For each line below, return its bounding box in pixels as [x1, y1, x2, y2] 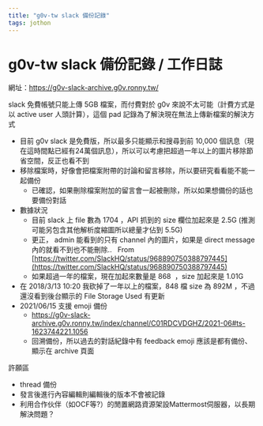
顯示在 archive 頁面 [31, 346, 95, 356]
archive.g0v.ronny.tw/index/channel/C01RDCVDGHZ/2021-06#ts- [31, 319, 246, 328]
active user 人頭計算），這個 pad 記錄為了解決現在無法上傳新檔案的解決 [17, 110, 248, 119]
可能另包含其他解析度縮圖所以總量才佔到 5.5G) [31, 225, 183, 235]
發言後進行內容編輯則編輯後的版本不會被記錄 [19, 390, 166, 399]
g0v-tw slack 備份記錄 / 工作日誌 [8, 55, 223, 74]
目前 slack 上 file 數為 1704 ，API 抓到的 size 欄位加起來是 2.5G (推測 [31, 215, 255, 225]
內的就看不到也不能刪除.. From [31, 245, 135, 254]
